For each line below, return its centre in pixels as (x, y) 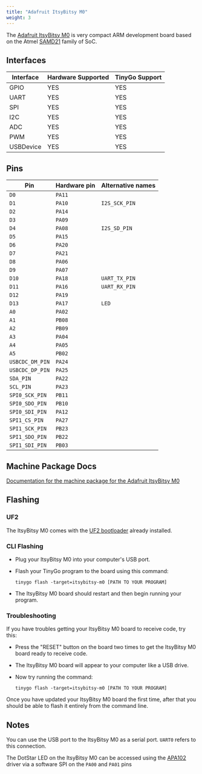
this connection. (26, 746)
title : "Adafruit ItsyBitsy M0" (47, 12)
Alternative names (129, 186)
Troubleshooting (31, 616)
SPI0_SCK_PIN (28, 395)
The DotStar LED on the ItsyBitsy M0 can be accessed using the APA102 (96, 758)
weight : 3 (19, 18)
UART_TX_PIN (119, 279)
